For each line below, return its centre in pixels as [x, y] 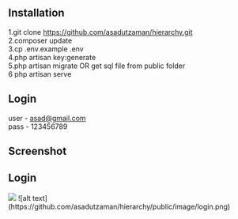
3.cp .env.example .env [46, 49]
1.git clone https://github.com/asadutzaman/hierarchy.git [100, 32]
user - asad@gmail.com [47, 118]
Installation [36, 13]
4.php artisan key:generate [52, 57]
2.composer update [40, 40]
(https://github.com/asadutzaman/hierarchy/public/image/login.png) [119, 206]
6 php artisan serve [40, 74]
